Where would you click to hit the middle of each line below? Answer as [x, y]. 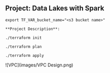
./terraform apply [25, 55]
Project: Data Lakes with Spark [55, 8]
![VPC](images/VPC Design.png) [39, 65]
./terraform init [24, 38]
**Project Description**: [32, 29]
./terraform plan [24, 47]
